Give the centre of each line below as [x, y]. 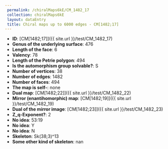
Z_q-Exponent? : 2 [32, 115]
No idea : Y [23, 126]
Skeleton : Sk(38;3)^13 [35, 136]
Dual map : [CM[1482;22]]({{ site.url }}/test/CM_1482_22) [72, 93]
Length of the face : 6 [35, 49]
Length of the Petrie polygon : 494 [48, 60]
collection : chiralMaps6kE [36, 15]
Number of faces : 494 [36, 82]
